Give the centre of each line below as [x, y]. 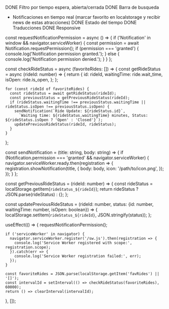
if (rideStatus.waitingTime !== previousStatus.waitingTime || [78, 102]
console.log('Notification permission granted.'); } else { [62, 54]
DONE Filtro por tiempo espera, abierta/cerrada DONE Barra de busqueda [82, 7]
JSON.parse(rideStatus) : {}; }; [37, 194]
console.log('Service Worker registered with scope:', [73, 243]
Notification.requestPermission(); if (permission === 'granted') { [72, 48]
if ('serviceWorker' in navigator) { [45, 234]
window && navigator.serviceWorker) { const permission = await [72, 43]
